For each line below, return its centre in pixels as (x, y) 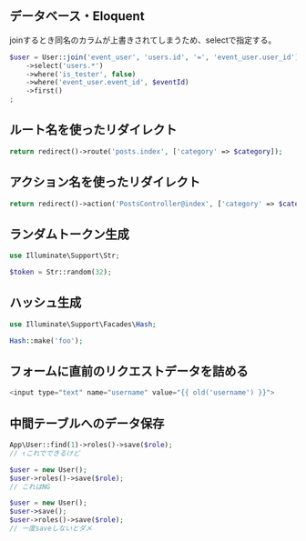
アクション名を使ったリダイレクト (105, 182)
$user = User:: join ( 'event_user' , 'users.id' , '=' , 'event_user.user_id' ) (154, 57)
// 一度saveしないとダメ (51, 529)
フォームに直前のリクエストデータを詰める (129, 371)
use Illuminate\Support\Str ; (65, 256)
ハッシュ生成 (46, 303)
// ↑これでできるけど (45, 453)
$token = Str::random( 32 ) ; (61, 272)
